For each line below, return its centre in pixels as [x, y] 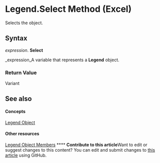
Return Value [21, 73]
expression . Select [24, 50]
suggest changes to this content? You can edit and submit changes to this [80, 150]
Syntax [16, 38]
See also [18, 99]
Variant [12, 83]
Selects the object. [24, 23]
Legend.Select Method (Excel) [68, 9]
